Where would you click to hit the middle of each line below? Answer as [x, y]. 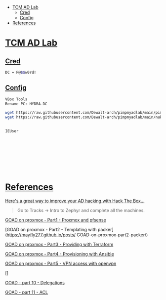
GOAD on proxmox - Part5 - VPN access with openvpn [61, 263]
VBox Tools [16, 99]
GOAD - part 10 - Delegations [35, 282]
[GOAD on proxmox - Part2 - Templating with [51, 229]
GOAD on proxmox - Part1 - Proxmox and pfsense [56, 220]
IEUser [12, 131]
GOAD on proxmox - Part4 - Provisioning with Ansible [60, 254]
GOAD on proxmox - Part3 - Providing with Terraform [59, 244]
